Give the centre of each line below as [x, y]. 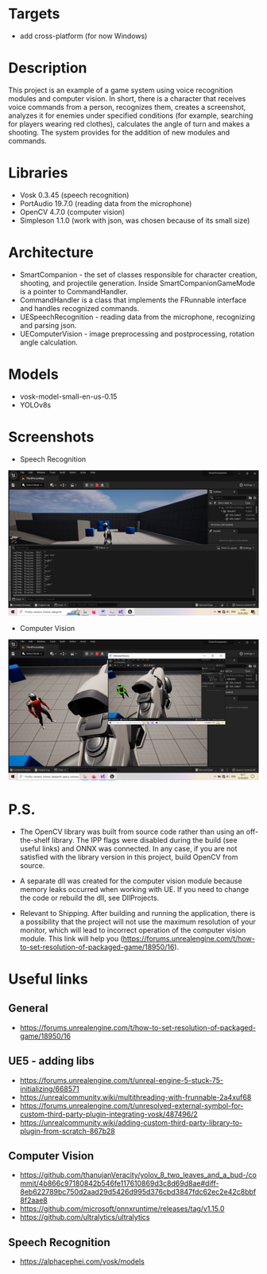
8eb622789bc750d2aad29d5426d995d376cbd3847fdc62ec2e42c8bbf [138, 1192]
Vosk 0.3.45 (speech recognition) [74, 195]
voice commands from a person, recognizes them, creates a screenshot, [127, 107]
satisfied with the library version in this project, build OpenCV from [129, 857]
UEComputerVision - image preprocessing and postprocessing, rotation [137, 333]
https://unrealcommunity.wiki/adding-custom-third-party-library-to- [131, 1122]
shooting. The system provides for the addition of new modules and [119, 132]
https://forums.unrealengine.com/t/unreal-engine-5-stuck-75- [122, 1080]
